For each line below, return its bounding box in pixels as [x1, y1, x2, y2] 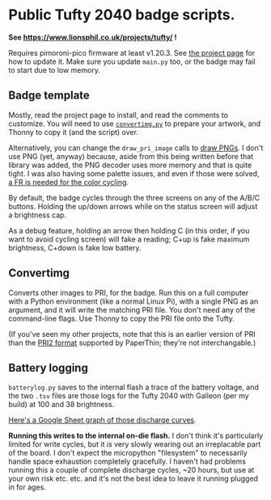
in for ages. [8, 482, 47, 492]
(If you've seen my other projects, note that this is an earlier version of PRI [8, 329, 256, 338]
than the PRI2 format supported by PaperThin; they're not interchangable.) [8, 338, 256, 347]
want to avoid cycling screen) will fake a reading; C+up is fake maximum [8, 234, 250, 244]
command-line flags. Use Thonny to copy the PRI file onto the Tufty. [8, 313, 235, 323]
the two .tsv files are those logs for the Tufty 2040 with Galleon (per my [8, 391, 249, 401]
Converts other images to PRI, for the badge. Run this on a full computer [8, 288, 249, 297]
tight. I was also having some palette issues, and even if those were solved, [8, 168, 260, 179]
